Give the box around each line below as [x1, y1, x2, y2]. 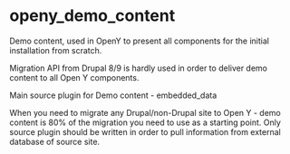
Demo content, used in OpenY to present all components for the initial [9, 35, 270, 46]
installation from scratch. [9, 44, 102, 55]
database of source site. [9, 136, 101, 147]
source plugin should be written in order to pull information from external [9, 126, 281, 137]
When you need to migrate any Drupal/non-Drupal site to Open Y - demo [9, 107, 281, 118]
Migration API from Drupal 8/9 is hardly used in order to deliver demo [9, 63, 268, 73]
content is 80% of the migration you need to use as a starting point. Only [9, 117, 281, 128]
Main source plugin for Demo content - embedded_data [9, 90, 217, 101]
